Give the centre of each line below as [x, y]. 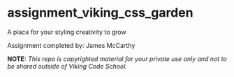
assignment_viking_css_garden [100, 13]
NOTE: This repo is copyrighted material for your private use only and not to [117, 59]
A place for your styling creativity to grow [67, 32]
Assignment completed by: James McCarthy [71, 45]
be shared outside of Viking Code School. [67, 66]
